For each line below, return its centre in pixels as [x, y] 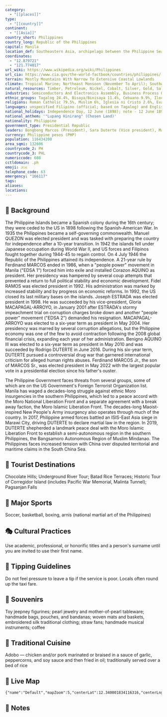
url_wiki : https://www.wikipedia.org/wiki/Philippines [63, 70]
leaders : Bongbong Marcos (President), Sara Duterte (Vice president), [81, 130]
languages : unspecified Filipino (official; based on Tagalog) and [77, 107]
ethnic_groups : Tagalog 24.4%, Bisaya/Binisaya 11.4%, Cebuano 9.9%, [79, 98]
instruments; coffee [25, 627]
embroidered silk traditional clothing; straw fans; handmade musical [75, 622]
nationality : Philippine [31, 121]
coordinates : [19, 56]
